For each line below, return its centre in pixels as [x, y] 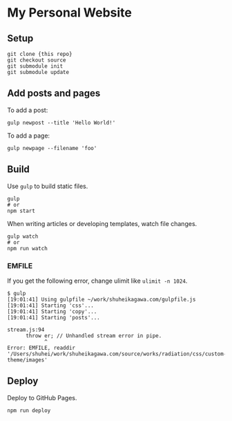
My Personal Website [70, 13]
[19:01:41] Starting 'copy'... [52, 311]
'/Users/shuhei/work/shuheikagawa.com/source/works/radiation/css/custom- [117, 354]
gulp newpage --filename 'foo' [52, 148]
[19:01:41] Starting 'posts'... [54, 317]
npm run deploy [29, 410]
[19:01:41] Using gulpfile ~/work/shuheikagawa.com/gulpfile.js [101, 299]
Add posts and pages [54, 94]
